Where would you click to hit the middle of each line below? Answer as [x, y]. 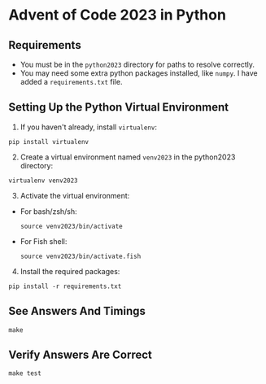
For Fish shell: [44, 241]
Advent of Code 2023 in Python [117, 15]
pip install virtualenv [49, 142]
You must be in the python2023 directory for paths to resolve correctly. [137, 64]
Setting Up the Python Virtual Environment [119, 107]
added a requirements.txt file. [71, 82]
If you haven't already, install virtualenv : [88, 127]
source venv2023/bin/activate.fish [81, 256]
